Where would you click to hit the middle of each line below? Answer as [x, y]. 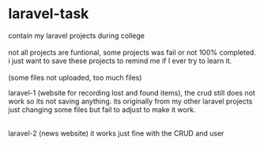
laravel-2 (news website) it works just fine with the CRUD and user [116, 133]
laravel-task [49, 14]
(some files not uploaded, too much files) [75, 77]
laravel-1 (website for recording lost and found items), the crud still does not [132, 92]
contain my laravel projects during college [76, 36]
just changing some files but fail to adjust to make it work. [102, 109]
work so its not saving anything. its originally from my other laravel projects [130, 101]
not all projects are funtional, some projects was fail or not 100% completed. [132, 52]
